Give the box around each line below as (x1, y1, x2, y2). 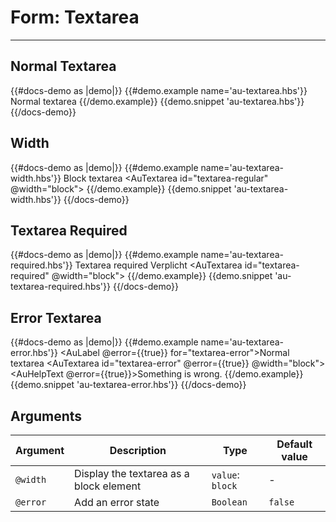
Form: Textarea (10, 6, 140, 29)
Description (109, 444, 167, 457)
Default (276, 437, 313, 451)
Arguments (10, 407, 83, 425)
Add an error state (74, 496, 160, 509)
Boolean (211, 497, 248, 508)
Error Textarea (10, 309, 102, 326)
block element (74, 479, 142, 493)
